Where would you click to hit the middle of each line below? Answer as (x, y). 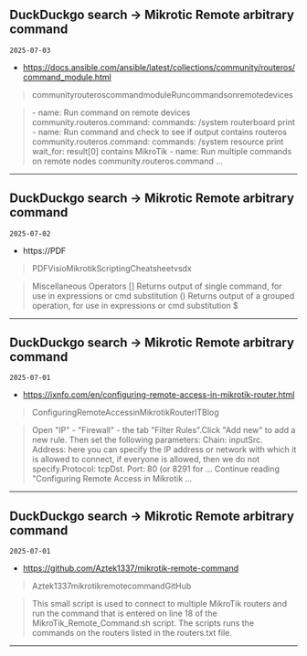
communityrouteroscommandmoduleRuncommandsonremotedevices (163, 94)
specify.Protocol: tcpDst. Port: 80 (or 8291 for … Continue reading (156, 469)
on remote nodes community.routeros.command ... (127, 161)
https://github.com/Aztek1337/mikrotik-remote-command (131, 568)
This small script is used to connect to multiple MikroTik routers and (159, 604)
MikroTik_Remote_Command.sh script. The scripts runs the (143, 623)
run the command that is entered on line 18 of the (124, 614)
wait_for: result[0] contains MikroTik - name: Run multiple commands (162, 151)
